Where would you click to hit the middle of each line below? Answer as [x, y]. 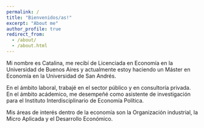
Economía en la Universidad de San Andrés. [62, 76]
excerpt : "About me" [33, 23]
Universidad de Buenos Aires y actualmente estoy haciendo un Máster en [98, 69]
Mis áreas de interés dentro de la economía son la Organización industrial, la [102, 112]
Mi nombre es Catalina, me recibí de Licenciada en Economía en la [90, 63]
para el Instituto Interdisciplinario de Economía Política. [75, 100]
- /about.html [30, 46]
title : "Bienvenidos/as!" [39, 18]
